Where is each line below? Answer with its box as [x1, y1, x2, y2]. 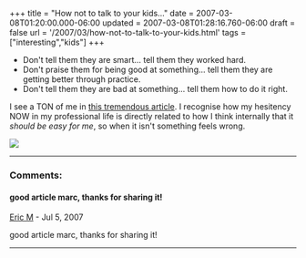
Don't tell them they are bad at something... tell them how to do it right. [22, 84, 289, 94]
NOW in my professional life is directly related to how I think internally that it [9, 111, 294, 121]
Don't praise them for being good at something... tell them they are [22, 64, 273, 75]
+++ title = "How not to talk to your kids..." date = [9, 8, 194, 18]
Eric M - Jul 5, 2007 [9, 212, 84, 222]
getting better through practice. [22, 74, 141, 85]
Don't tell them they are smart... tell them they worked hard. [22, 55, 247, 65]
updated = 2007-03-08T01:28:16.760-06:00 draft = [102, 17, 296, 28]
